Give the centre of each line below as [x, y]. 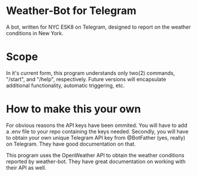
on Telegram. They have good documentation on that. [71, 144]
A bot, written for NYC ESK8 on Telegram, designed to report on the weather [98, 27]
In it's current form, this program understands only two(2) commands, [91, 73]
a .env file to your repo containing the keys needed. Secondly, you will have [97, 131]
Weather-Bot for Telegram [71, 11]
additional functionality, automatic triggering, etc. [65, 85]
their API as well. [26, 167]
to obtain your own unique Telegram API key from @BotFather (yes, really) [96, 137]
